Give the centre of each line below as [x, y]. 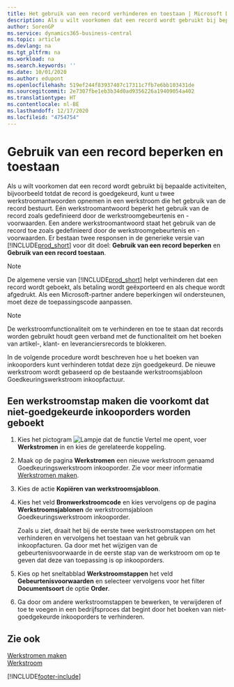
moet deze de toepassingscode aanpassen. [70, 302]
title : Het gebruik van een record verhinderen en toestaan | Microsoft [115, 14]
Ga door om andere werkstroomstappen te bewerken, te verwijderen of [119, 602]
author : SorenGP [31, 26]
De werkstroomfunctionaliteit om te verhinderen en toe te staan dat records [116, 329]
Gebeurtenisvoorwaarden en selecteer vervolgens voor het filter [111, 581]
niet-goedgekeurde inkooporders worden [99, 412]
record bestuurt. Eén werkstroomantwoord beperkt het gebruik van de [108, 208]
